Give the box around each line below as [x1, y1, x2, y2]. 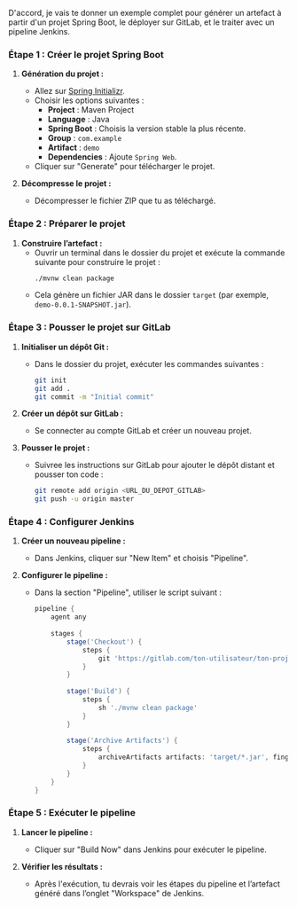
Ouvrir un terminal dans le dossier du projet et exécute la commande [34, 247, 285, 258]
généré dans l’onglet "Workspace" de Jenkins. [34, 887, 205, 898]
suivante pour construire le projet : [34, 256, 160, 267]
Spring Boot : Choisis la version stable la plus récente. [47, 123, 246, 134]
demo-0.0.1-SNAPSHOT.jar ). [34, 299, 132, 309]
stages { [51, 629, 83, 638]
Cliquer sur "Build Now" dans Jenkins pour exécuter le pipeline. [34, 844, 268, 855]
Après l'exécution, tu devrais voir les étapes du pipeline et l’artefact [34, 878, 281, 889]
